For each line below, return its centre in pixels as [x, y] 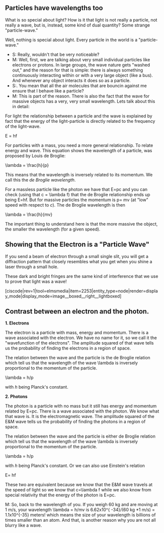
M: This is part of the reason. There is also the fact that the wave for [81, 96]
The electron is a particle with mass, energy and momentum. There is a [77, 333]
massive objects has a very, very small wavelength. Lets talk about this [83, 101]
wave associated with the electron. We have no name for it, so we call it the [81, 338]
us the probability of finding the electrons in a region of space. [68, 348]
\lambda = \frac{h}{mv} [29, 214]
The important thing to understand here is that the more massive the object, [82, 224]
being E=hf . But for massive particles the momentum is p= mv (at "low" [77, 200]
